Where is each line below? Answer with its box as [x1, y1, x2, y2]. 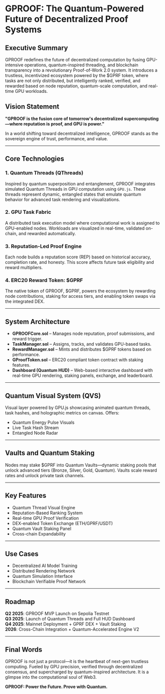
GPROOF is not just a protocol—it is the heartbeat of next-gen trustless [5, 658, 149, 664]
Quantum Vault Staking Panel [12, 526, 72, 531]
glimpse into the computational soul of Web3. [5, 674, 97, 680]
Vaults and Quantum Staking [5, 449, 95, 457]
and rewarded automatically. [18, 230, 76, 236]
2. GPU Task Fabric [5, 208, 52, 215]
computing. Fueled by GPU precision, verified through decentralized [5, 664, 143, 670]
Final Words [5, 645, 43, 653]
